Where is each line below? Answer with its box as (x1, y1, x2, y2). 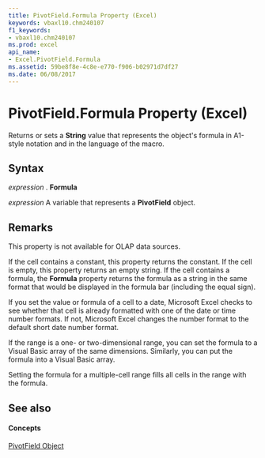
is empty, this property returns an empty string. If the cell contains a (8, 265, 230, 275)
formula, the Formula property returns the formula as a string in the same (8, 274, 248, 283)
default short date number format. (8, 323, 119, 332)
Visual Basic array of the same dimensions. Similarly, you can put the (8, 347, 233, 356)
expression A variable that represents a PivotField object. (8, 198, 196, 208)
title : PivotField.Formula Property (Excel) (8, 11, 157, 20)
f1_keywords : (8, 26, 51, 34)
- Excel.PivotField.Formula (8, 56, 101, 64)
